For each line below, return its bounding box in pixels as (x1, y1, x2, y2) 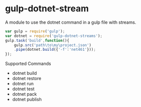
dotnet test (12, 86, 35, 92)
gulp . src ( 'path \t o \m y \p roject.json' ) (14, 42, 92, 47)
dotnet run (12, 81, 34, 87)
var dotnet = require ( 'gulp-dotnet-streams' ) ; (5, 33, 103, 38)
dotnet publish (12, 97, 42, 103)
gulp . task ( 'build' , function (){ (5, 38, 70, 43)
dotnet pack (12, 91, 37, 97)
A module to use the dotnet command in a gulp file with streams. (5, 19, 137, 25)
